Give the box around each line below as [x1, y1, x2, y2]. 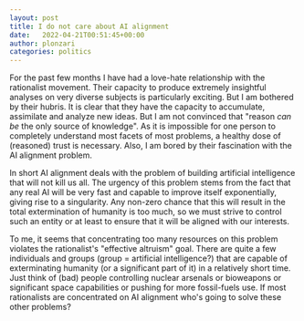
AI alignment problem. [9, 150, 93, 160]
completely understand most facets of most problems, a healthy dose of [9, 130, 281, 141]
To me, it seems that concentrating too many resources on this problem [9, 233, 278, 244]
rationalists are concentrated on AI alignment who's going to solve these [9, 292, 282, 303]
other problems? [9, 302, 71, 313]
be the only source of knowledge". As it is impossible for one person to [9, 120, 277, 132]
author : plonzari [9, 38, 76, 48]
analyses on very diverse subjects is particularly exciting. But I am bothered [9, 92, 294, 103]
